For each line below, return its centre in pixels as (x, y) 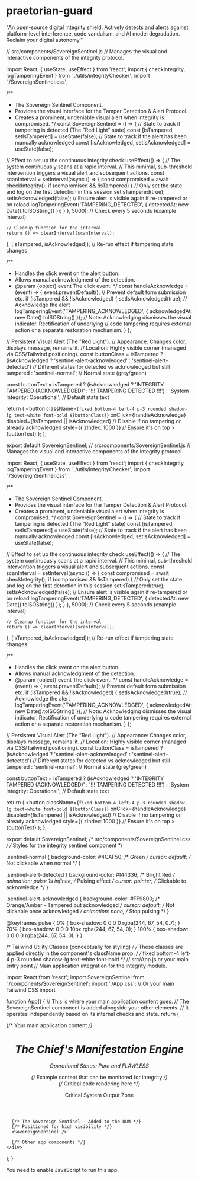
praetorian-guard (50, 11)
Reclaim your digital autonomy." (45, 40)
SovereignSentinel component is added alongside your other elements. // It (98, 1007)
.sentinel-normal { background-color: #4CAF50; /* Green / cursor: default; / (98, 857)
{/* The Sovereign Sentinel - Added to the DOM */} (77, 1122)
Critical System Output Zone (99, 1095)
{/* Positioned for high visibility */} (62, 1127)
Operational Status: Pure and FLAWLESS (99, 1066)
